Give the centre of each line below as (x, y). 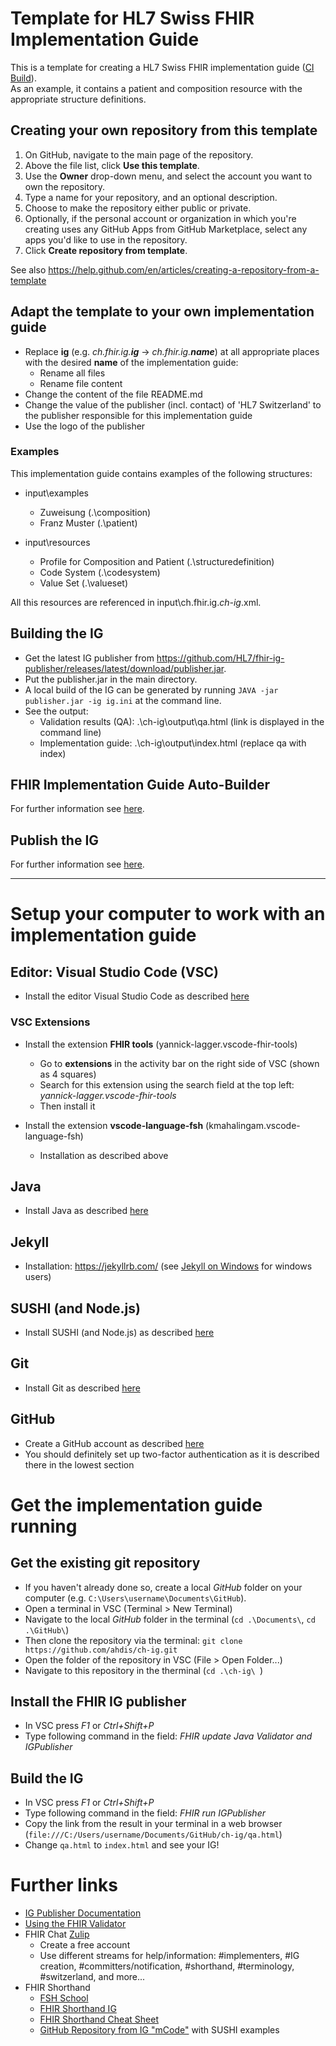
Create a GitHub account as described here (114, 1443)
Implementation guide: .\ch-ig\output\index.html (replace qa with (173, 743)
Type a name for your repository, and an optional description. (151, 197)
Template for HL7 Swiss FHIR (132, 18)
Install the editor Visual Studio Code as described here (137, 996)
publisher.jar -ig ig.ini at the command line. (123, 700)
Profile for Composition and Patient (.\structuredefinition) (157, 561)
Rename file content (81, 383)
